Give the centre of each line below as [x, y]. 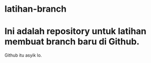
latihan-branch [36, 9]
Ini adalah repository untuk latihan [75, 31]
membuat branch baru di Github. [72, 42]
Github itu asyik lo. [23, 55]
